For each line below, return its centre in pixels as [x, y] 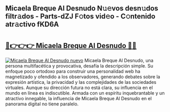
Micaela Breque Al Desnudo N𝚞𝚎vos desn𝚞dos [82, 8]
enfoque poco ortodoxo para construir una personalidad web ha [73, 71]
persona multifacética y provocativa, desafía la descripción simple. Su [79, 66]
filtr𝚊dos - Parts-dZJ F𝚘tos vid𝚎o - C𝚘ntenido [80, 17]
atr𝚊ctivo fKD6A [32, 24]
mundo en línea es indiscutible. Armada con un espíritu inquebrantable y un [85, 93]
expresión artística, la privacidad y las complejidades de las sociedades [81, 82]
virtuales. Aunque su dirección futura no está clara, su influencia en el [79, 87]
